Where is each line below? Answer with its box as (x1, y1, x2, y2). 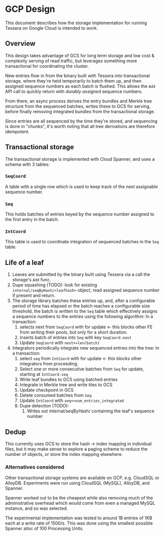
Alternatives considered (5, 464, 65, 470)
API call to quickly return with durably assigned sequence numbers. (5, 88, 143, 94)
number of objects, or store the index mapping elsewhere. (5, 451, 123, 457)
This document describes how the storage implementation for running (5, 20, 147, 26)
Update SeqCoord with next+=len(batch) (19, 340, 100, 346)
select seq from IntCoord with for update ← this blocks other (19, 356, 142, 361)
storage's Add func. (12, 277, 51, 283)
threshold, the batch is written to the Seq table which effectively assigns (12, 308, 158, 314)
